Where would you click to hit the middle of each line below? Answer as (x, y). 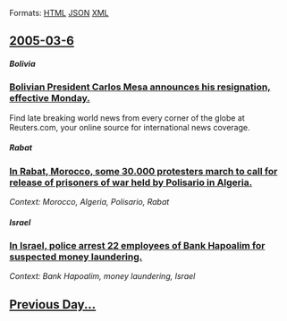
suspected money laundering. (76, 257)
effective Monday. (50, 98)
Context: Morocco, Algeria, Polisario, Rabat (89, 202)
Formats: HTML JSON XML (59, 13)
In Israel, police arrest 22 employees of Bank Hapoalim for (137, 246)
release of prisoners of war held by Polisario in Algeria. (131, 182)
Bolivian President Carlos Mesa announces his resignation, (140, 87)
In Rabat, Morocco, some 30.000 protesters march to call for (143, 171)
